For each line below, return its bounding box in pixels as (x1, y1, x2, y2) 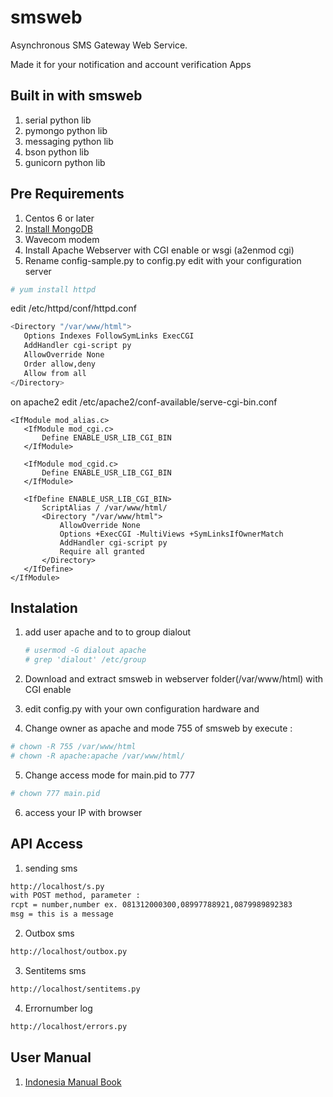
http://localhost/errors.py (10, 1021, 128, 1031)
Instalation (10, 599, 78, 616)
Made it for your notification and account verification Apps (10, 58, 252, 70)
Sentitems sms (24, 964, 87, 976)
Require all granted (59, 546, 145, 556)
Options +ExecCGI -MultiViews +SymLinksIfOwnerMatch (59, 529, 284, 539)
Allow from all (23, 368, 87, 378)
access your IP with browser (24, 806, 143, 818)
